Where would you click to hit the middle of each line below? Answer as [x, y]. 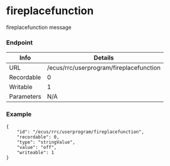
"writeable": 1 [36, 152]
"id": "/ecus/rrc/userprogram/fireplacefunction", [81, 132]
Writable [21, 87]
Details [104, 58]
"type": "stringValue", [46, 142]
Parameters [25, 97]
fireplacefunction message [39, 27]
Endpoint [20, 43]
